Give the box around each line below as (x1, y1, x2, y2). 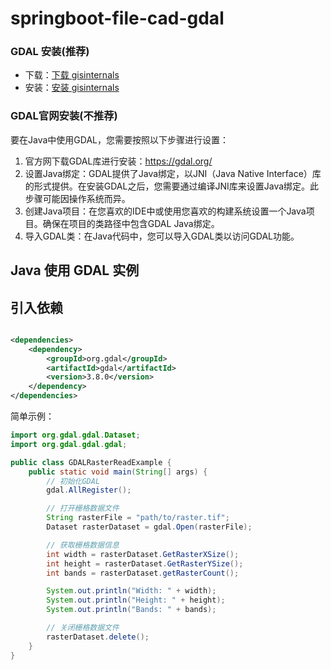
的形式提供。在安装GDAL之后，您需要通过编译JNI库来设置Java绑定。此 (24, 180, 320, 192)
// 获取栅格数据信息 (46, 540, 120, 550)
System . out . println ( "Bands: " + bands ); (46, 605, 217, 615)
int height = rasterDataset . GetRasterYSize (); (46, 558, 244, 569)
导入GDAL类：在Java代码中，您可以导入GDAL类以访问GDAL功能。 (24, 230, 300, 242)
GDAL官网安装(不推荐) (10, 109, 118, 123)
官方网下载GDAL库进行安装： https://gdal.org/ (24, 155, 213, 167)
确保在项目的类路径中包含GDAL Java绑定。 (42, 217, 220, 229)
